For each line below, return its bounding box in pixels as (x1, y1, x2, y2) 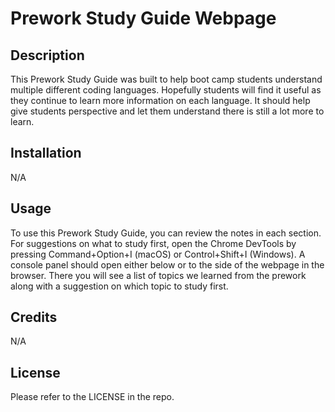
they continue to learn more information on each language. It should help (10, 95, 311, 106)
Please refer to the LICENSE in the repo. (10, 391, 175, 403)
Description (10, 47, 85, 64)
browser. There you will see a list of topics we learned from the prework (10, 269, 307, 281)
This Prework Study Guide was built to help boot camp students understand (10, 73, 323, 85)
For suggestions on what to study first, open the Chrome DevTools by (10, 237, 297, 249)
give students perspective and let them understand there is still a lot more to (10, 105, 325, 117)
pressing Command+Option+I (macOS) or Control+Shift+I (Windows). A (10, 248, 306, 260)
